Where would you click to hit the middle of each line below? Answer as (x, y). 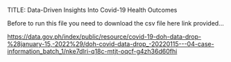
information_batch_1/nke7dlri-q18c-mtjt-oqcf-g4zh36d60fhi (92, 51)
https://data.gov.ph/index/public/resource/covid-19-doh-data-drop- (104, 37)
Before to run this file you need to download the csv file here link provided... (115, 23)
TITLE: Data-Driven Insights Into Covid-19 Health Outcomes (92, 10)
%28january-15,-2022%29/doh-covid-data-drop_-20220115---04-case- (111, 44)
